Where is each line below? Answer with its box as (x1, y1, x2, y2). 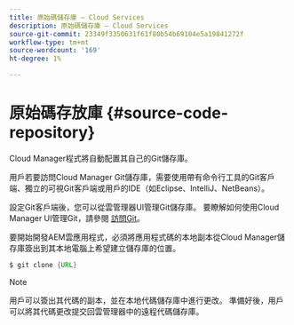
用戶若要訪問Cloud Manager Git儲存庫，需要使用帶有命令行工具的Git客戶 (9, 171, 275, 182)
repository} (9, 123, 96, 143)
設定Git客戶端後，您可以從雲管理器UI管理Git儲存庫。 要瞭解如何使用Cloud (9, 202, 280, 212)
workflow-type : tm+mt (9, 37, 90, 47)
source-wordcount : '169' (9, 46, 101, 55)
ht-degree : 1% (9, 54, 62, 63)
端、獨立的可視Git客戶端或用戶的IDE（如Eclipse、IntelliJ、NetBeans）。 (9, 183, 270, 194)
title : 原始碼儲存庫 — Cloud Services (9, 12, 145, 22)
